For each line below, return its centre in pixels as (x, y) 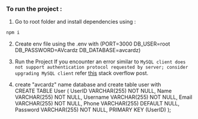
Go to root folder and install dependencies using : (75, 22)
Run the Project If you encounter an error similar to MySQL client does (100, 62)
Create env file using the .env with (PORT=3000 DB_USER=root (92, 44)
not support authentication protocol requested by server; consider (101, 67)
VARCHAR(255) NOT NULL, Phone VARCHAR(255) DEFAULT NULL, (97, 104)
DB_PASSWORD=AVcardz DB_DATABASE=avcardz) (78, 50)
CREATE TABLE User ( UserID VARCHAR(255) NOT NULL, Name (93, 91)
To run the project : (34, 9)
